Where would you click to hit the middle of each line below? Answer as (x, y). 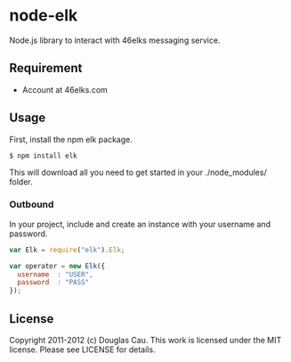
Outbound (32, 204)
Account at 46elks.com (65, 89)
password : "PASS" (53, 283)
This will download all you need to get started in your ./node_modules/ (138, 172)
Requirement (46, 68)
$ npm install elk (43, 156)
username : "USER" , (55, 274)
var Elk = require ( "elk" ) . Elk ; (67, 250)
